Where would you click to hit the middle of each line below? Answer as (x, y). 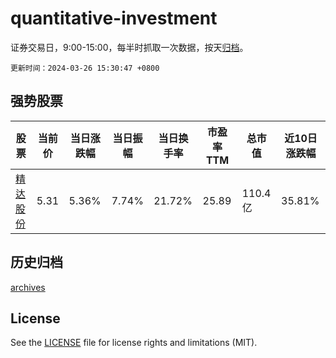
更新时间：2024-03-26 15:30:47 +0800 (85, 68)
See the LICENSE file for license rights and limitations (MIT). (134, 343)
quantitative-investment (114, 18)
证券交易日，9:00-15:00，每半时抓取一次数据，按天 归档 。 (129, 47)
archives (28, 287)
